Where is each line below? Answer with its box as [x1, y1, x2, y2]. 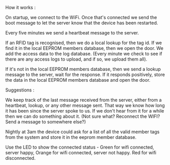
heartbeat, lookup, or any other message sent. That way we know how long [5, 102, 165, 108]
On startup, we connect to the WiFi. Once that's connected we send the [5, 14, 157, 20]
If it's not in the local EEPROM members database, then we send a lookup [5, 66, 161, 72]
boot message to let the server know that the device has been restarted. [5, 20, 158, 26]
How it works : [5, 5, 36, 10]
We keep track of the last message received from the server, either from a [5, 97, 162, 103]
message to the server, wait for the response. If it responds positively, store [5, 71, 165, 78]
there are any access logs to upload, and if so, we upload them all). [5, 56, 147, 62]
